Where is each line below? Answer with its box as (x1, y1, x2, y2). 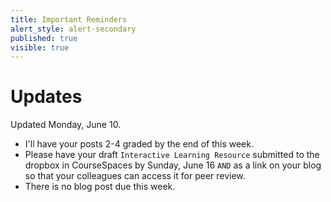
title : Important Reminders (10, 14, 128, 25)
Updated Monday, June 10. (10, 119, 122, 131)
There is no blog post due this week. (24, 181, 176, 193)
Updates (10, 86, 83, 108)
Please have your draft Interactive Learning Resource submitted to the (24, 149, 320, 161)
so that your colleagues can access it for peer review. (24, 170, 246, 182)
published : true (10, 33, 78, 43)
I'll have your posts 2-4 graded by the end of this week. (24, 138, 254, 150)
